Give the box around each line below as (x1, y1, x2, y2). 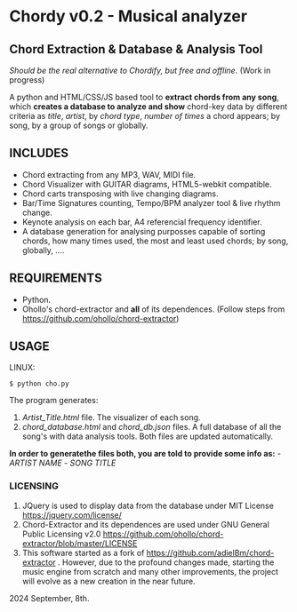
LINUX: (9, 362, 36, 373)
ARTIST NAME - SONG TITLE (9, 457, 116, 468)
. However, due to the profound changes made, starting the (57, 557, 275, 568)
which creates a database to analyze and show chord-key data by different (9, 101, 288, 112)
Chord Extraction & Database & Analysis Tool (9, 42, 263, 57)
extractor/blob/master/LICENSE (21, 537, 138, 548)
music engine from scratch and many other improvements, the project (21, 566, 278, 576)
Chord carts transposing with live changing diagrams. (21, 188, 219, 199)
